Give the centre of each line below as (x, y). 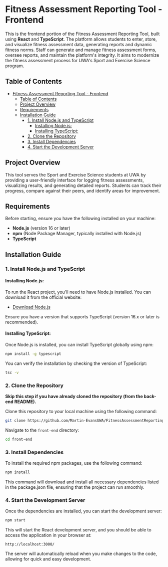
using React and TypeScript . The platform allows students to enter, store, (81, 39)
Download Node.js (31, 307)
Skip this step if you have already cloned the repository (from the (74, 397)
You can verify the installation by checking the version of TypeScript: (76, 363)
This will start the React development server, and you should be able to (78, 530)
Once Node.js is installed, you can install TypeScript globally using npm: (79, 345)
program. (15, 66)
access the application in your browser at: (48, 535)
